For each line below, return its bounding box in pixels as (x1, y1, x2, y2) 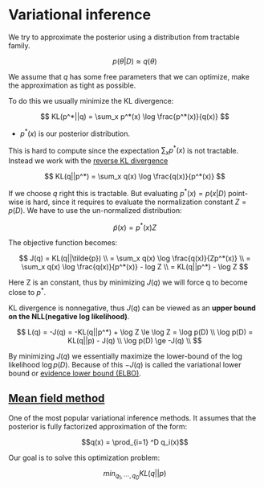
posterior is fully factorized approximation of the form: (8, 421, 188, 431)
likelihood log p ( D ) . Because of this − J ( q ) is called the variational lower (8, 360, 242, 370)
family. (8, 40, 30, 50)
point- (227, 188, 249, 198)
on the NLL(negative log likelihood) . (8, 312, 130, 322)
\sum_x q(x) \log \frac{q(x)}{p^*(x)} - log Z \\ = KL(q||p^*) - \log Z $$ (21, 262, 249, 272)
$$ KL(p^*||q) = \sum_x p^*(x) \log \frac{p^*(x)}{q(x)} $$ (39, 111, 230, 121)
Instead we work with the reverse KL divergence (8, 156, 169, 166)
